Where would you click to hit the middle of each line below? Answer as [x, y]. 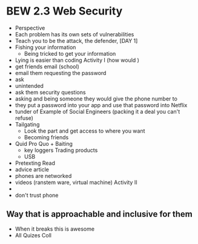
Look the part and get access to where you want [84, 131]
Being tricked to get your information [70, 53]
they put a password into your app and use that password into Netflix [101, 105]
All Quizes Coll [33, 235]
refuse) [24, 118]
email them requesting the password [61, 73]
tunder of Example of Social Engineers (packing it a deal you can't [97, 111]
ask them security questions [50, 92]
